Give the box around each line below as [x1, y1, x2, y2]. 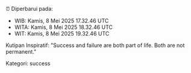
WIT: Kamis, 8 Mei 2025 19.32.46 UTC [14, 30, 110, 37]
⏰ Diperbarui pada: [5, 5, 54, 12]
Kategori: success [5, 60, 51, 67]
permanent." [5, 48, 37, 55]
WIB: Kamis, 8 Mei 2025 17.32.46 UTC [14, 17, 109, 24]
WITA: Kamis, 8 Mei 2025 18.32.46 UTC [14, 24, 113, 31]
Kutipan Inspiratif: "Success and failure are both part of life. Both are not [5, 42, 185, 49]
